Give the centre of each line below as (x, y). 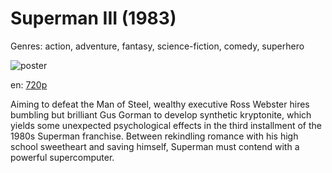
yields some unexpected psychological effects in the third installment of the (166, 125)
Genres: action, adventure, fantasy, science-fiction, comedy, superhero (157, 46)
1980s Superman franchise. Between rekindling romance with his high (154, 136)
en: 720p (29, 84)
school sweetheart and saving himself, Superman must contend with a (155, 146)
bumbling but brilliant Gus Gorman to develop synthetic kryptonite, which (161, 114)
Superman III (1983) (93, 18)
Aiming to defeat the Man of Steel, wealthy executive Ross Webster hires (160, 104)
